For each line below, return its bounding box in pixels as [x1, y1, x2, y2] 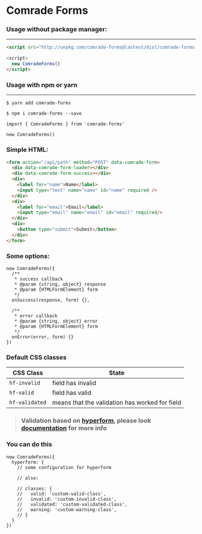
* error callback [14, 313, 58, 319]
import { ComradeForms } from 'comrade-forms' [6, 121, 125, 127]
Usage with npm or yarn [6, 81, 78, 89]
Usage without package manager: [6, 25, 108, 34]
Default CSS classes [6, 353, 67, 361]
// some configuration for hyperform [17, 464, 112, 470]
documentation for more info [20, 424, 107, 432]
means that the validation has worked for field [52, 399, 182, 407]
